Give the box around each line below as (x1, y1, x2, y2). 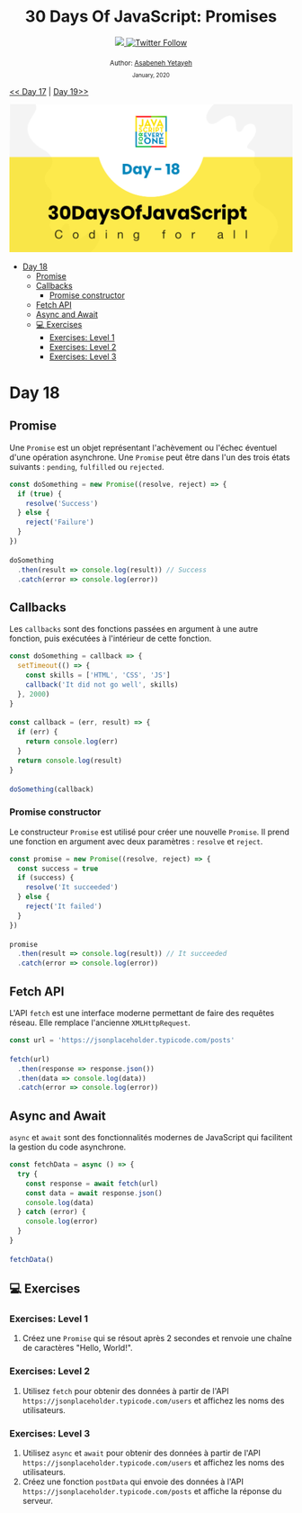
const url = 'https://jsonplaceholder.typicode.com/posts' (9, 1036, 235, 1045)
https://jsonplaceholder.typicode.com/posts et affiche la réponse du (22, 1485, 282, 1496)
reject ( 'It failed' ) (25, 902, 102, 911)
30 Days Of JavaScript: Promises (24, 6, 278, 27)
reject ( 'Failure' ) (25, 518, 94, 527)
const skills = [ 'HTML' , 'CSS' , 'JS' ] (25, 671, 171, 680)
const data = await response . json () (25, 1188, 164, 1198)
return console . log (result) (17, 756, 123, 765)
